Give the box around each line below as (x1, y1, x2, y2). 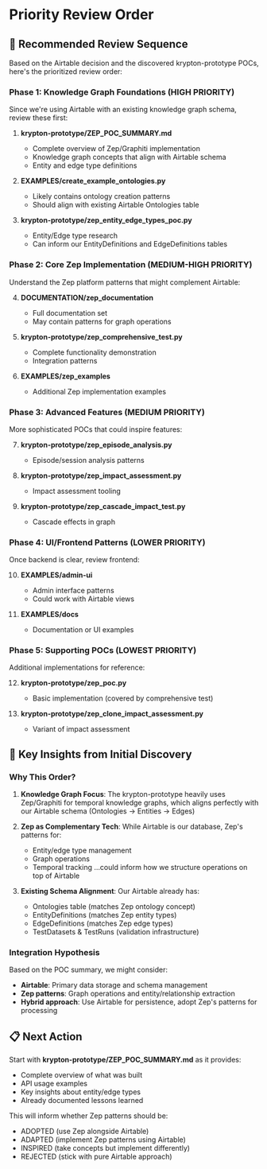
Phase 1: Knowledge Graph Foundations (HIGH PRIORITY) (9, 86, 235, 97)
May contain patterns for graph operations (32, 317, 172, 326)
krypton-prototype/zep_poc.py (20, 678, 127, 688)
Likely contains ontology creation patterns (32, 192, 171, 201)
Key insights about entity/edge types (20, 1087, 141, 1097)
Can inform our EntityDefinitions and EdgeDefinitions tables (32, 239, 228, 249)
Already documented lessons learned (20, 1096, 144, 1105)
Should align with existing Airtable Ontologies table (32, 200, 199, 210)
